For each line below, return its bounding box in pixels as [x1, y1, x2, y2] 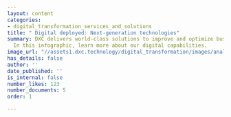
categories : [7, 17, 41, 23]
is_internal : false [7, 74, 63, 81]
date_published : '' [7, 67, 63, 74]
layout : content [7, 10, 54, 17]
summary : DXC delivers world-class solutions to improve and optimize [7, 36, 214, 43]
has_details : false [7, 55, 63, 62]
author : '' [7, 61, 38, 68]
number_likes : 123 [7, 81, 60, 87]
